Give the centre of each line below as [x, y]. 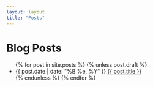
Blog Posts [34, 48]
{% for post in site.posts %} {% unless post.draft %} [81, 65]
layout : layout [26, 12]
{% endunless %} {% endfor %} [55, 78]
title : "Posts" [26, 18]
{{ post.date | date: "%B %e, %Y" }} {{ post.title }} [78, 72]
